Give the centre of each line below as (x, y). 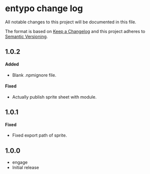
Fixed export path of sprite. (40, 135)
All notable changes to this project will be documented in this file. (71, 22)
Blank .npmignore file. (34, 75)
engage (20, 162)
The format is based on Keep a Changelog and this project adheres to (75, 31)
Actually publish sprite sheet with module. (54, 97)
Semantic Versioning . (26, 36)
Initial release (25, 168)
